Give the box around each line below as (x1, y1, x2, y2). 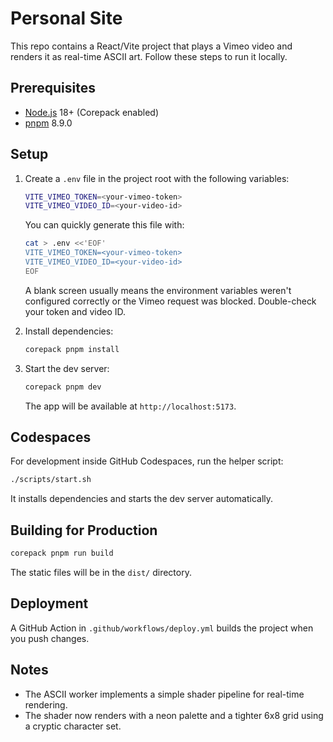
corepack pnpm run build (10, 548, 114, 559)
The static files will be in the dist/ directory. (10, 566, 192, 578)
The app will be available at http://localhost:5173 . (24, 400, 237, 412)
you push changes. (10, 632, 90, 644)
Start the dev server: (24, 362, 110, 374)
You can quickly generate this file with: (24, 219, 185, 231)
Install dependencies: (24, 325, 114, 337)
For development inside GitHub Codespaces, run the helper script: (10, 455, 284, 467)
